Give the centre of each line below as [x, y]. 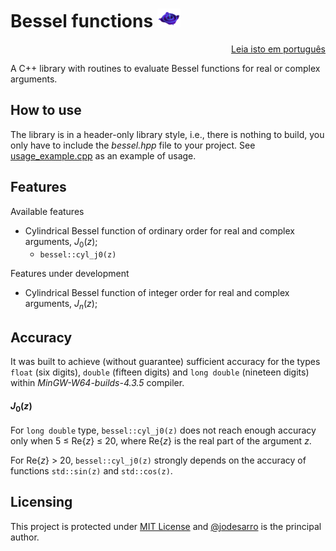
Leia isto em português [278, 49]
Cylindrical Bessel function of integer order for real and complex [157, 293]
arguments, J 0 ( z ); [61, 242]
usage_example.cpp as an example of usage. [103, 155]
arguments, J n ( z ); [61, 305]
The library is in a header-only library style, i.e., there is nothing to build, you [167, 134]
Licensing [41, 502]
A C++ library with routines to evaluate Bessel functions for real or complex [165, 68]
